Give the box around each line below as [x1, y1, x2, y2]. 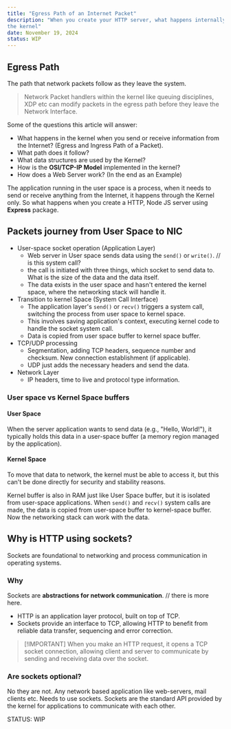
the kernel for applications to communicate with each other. [7, 702, 176, 710]
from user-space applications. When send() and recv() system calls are [7, 499, 211, 507]
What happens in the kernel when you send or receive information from [16, 133, 220, 142]
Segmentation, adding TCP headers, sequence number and [27, 346, 196, 354]
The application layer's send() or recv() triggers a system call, [27, 302, 204, 310]
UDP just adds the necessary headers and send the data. [27, 360, 190, 369]
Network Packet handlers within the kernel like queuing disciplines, [23, 92, 214, 100]
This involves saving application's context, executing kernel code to [27, 317, 220, 325]
